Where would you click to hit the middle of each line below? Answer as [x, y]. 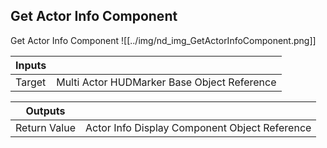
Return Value [45, 127]
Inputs [31, 65]
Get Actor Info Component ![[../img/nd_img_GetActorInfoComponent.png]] [163, 40]
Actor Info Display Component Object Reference [198, 127]
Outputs [45, 111]
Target [31, 82]
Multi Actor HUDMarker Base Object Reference [166, 82]
